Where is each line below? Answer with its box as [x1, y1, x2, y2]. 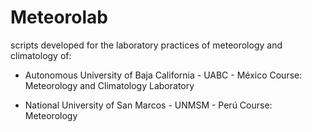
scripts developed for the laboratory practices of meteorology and [10, 39, 283, 51]
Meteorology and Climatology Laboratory [24, 79, 195, 91]
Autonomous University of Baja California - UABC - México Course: [24, 69, 303, 81]
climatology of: [10, 49, 72, 61]
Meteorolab [10, 6, 108, 29]
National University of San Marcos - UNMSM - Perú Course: [24, 99, 273, 111]
